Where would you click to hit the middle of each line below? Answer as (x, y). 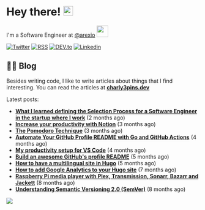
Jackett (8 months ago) (45, 182)
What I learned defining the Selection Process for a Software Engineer (106, 111)
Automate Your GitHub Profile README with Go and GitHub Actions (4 (106, 137)
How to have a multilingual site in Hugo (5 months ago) (86, 163)
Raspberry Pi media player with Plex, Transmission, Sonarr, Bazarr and (107, 176)
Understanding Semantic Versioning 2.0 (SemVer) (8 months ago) (100, 189)
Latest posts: (23, 99)
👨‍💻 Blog (21, 66)
